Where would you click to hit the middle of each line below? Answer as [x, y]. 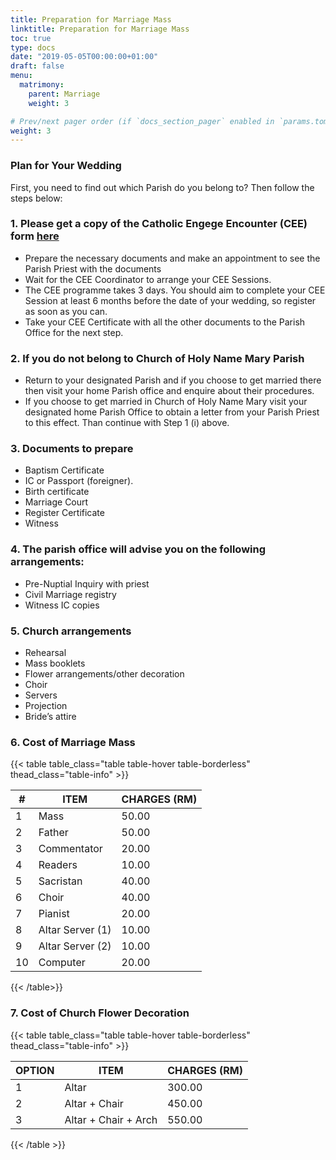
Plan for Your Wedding [66, 166]
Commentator [70, 849]
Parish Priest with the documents [93, 268]
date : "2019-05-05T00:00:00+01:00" [84, 57]
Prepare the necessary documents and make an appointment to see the [172, 258]
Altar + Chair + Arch [111, 1119]
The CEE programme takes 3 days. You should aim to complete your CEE [175, 290]
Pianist [54, 914]
